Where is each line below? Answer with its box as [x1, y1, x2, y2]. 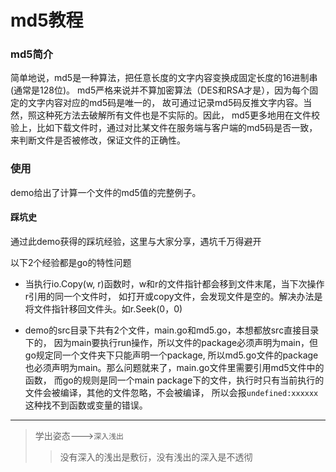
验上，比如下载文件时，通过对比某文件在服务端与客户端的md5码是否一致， [10, 122, 318, 134]
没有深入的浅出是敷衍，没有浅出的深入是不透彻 [59, 451, 253, 463]
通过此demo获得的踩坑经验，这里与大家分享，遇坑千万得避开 [10, 235, 262, 247]
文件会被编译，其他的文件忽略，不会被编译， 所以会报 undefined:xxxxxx [24, 386, 319, 398]
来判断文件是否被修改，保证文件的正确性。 [10, 134, 186, 146]
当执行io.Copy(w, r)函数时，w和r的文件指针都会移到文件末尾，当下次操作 [24, 277, 325, 290]
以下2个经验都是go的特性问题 [10, 256, 132, 268]
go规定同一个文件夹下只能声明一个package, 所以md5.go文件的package [24, 349, 319, 361]
